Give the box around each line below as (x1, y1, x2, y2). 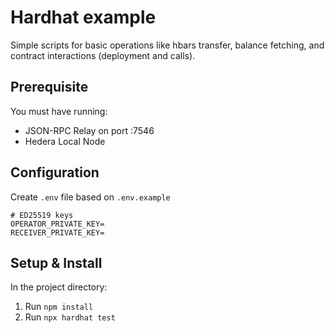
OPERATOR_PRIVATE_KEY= (10, 219, 105, 229)
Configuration (10, 164, 100, 181)
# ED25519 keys (10, 210, 74, 220)
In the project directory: (10, 281, 108, 293)
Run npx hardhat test (24, 311, 116, 323)
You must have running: (10, 105, 108, 117)
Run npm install (24, 301, 94, 313)
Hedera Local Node (24, 135, 106, 147)
